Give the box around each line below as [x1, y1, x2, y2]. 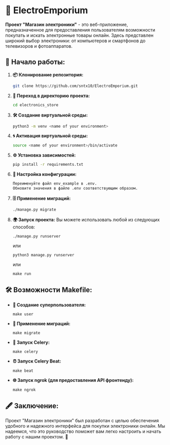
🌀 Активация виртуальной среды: [12, 133, 88, 139]
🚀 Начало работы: [5, 58, 65, 67]
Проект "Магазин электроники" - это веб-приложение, [5, 21, 128, 27]
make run [12, 271, 31, 276]
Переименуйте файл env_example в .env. [12, 181, 97, 186]
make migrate [12, 330, 41, 335]
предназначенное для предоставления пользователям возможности [5, 26, 156, 33]
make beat [12, 368, 34, 373]
